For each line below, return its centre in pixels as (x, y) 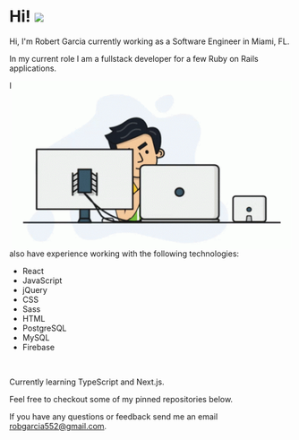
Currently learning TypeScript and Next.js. (87, 382)
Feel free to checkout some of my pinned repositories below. (121, 399)
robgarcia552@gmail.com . (58, 426)
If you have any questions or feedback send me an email (114, 416)
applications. (33, 68)
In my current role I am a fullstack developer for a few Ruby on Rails (134, 58)
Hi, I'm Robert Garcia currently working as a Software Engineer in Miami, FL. (149, 41)
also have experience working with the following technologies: (124, 254)
